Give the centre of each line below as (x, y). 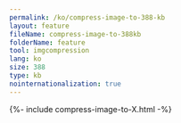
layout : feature (39, 26)
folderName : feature (48, 42)
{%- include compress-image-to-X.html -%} (90, 109)
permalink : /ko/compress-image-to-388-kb (87, 17)
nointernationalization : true (66, 84)
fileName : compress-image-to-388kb (75, 34)
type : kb (25, 76)
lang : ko (25, 59)
